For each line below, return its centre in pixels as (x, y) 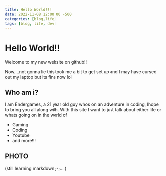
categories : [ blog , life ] (31, 19)
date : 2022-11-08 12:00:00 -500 (38, 14)
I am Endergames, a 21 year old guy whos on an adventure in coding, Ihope (82, 104)
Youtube (21, 135)
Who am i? (22, 92)
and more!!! (24, 140)
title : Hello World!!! (28, 10)
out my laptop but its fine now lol (38, 77)
